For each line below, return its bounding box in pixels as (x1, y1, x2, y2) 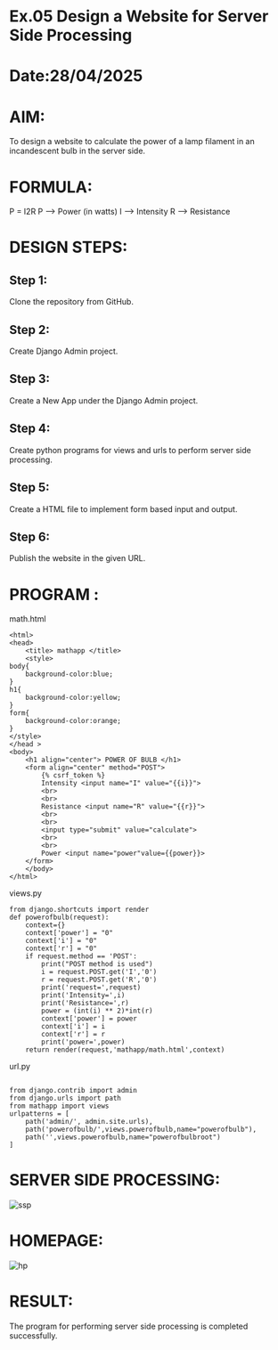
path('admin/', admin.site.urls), (25, 1118, 153, 1126)
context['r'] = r (41, 1030, 105, 1039)
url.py (9, 1061, 31, 1072)
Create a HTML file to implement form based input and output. (9, 503, 238, 514)
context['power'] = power (41, 1014, 138, 1023)
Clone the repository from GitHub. (9, 297, 134, 307)
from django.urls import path (9, 1094, 122, 1103)
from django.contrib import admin (9, 1086, 138, 1095)
